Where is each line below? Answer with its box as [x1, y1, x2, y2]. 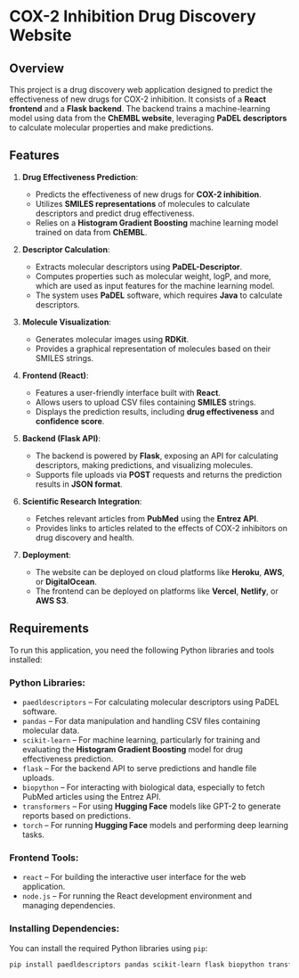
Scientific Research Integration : [21, 496, 142, 506]
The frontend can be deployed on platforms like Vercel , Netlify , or [35, 586, 279, 596]
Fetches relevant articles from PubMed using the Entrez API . [35, 513, 259, 523]
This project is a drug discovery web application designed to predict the [9, 85, 273, 95]
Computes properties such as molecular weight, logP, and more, [35, 270, 271, 282]
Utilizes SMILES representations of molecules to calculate [35, 198, 251, 209]
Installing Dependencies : [9, 923, 120, 935]
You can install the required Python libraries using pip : [9, 942, 208, 953]
